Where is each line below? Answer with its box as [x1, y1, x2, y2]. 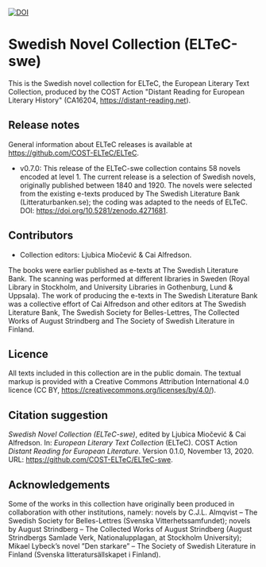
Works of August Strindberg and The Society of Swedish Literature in [8, 316, 235, 325]
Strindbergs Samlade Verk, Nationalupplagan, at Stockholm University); [8, 533, 242, 542]
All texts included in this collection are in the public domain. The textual [8, 368, 241, 378]
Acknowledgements [8, 478, 110, 491]
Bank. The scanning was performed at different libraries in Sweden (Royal [8, 274, 250, 283]
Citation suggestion [8, 408, 109, 421]
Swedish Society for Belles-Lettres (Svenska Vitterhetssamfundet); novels [8, 516, 251, 525]
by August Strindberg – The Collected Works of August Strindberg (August [8, 525, 253, 534]
